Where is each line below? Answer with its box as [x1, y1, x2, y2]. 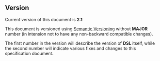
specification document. [5, 50, 54, 56]
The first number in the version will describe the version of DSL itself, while [5, 40, 155, 46]
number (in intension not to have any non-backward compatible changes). [5, 31, 154, 37]
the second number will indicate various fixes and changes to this [5, 45, 136, 51]
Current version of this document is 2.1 [5, 16, 82, 22]
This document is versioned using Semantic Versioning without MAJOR [5, 26, 148, 32]
